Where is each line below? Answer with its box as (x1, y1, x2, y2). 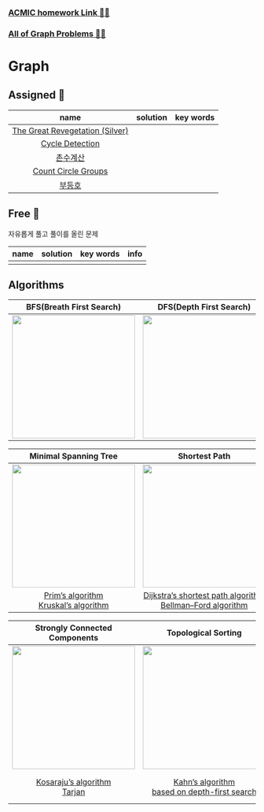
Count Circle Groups (32, 165, 108, 176)
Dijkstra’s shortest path (143, 590, 229, 601)
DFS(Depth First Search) (157, 302, 251, 313)
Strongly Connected (35, 622, 112, 633)
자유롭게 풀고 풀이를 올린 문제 (8, 228, 99, 239)
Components (48, 632, 99, 643)
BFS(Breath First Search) (26, 302, 122, 313)
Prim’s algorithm (43, 590, 104, 601)
